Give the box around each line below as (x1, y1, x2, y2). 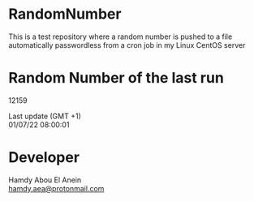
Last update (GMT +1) (8, 111, 81, 121)
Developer (8, 148, 80, 167)
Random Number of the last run (8, 69, 225, 88)
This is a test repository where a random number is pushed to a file (8, 32, 233, 41)
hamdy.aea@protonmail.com (8, 183, 105, 193)
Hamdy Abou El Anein (8, 175, 82, 185)
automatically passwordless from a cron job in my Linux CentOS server (8, 40, 246, 49)
